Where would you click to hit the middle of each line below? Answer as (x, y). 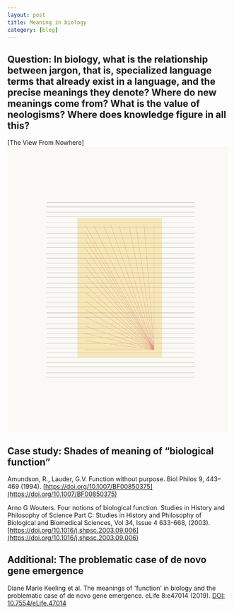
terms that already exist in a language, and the (111, 81)
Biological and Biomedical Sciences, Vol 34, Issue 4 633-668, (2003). (109, 523)
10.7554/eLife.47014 (37, 603)
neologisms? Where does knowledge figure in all (117, 114)
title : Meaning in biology (47, 22)
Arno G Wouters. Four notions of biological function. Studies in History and (116, 508)
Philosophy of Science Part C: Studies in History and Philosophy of (105, 515)
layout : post (27, 15)
